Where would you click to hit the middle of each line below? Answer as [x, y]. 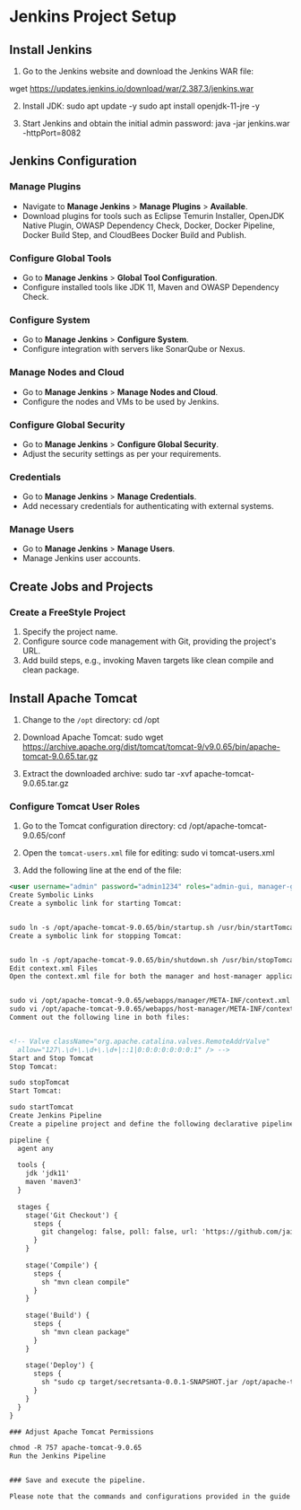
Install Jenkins [51, 50]
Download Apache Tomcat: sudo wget [93, 737]
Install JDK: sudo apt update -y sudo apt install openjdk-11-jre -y [141, 106]
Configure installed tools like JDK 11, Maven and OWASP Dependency [150, 287]
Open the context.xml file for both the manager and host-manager [136, 977]
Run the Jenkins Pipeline [57, 1456]
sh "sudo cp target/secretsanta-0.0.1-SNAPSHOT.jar [140, 1383]
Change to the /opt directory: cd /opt [90, 719]
